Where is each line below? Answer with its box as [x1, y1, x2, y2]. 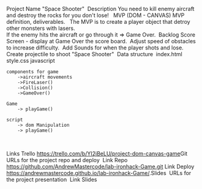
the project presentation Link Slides [6, 176, 97, 183]
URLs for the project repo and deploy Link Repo [6, 157, 128, 163]
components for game [6, 69, 59, 75]
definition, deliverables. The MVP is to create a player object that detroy [6, 18, 191, 25]
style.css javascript [6, 57, 55, 64]
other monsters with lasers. [6, 24, 75, 32]
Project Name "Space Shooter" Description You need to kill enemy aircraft [6, 5, 195, 12]
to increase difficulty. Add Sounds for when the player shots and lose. [6, 44, 184, 51]
